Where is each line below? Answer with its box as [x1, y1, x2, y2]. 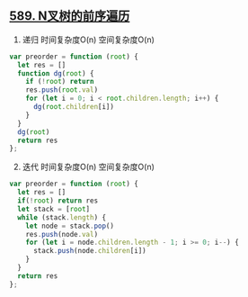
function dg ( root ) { [17, 68, 94, 78]
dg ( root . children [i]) [32, 103, 115, 112]
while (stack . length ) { [17, 212, 106, 222]
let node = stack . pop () [25, 221, 115, 230]
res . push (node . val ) [25, 229, 99, 238]
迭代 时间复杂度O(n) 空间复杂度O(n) [22, 161, 155, 173]
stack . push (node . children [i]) [32, 247, 146, 256]
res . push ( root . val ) [25, 85, 99, 94]
